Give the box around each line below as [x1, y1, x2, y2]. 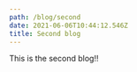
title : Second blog [9, 29, 81, 38]
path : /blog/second [9, 12, 81, 22]
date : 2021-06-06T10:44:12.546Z [9, 21, 128, 30]
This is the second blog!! [9, 54, 99, 64]
